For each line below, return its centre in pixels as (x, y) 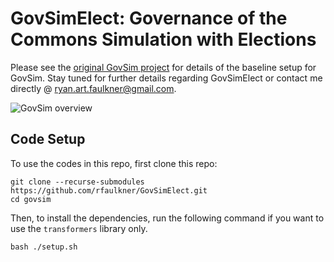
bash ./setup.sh (44, 247)
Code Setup (48, 139)
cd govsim (31, 199)
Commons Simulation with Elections (163, 39)
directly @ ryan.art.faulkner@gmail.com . (93, 88)
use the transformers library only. (79, 228)
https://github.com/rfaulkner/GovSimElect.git (109, 190)
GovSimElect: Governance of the (149, 18)
